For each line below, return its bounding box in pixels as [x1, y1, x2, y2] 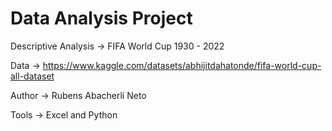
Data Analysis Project [10, 7, 193, 30]
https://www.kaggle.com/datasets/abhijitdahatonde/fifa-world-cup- [42, 59, 322, 71]
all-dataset [10, 70, 55, 82]
